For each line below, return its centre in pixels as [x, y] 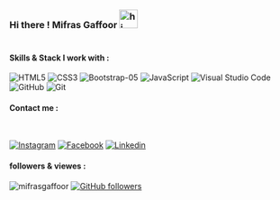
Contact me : [34, 107]
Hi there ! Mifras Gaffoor [63, 24]
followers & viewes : [48, 166]
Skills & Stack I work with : [59, 58]
